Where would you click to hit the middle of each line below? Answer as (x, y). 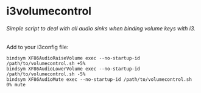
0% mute (16, 85)
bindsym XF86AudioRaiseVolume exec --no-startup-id (73, 58)
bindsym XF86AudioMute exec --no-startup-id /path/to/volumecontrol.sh (99, 80)
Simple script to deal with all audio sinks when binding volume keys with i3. (101, 28)
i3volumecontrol (49, 11)
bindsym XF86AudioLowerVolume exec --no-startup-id (73, 69)
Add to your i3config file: (37, 47)
